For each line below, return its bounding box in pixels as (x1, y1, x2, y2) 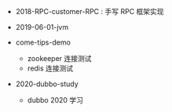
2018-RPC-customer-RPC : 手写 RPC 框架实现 (15, 7, 164, 16)
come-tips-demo (15, 38, 71, 47)
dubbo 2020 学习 (27, 96, 84, 104)
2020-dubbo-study (15, 79, 79, 89)
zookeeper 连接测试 (27, 54, 92, 63)
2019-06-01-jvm (15, 23, 69, 31)
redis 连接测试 (27, 63, 74, 73)
